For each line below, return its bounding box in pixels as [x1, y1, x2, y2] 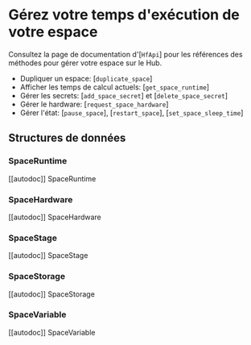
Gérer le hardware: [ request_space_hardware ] [19, 99, 169, 109]
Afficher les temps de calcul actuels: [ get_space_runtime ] [19, 82, 210, 92]
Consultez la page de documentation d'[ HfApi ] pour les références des [8, 49, 243, 59]
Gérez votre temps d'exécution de [8, 6, 240, 24]
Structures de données [8, 131, 126, 145]
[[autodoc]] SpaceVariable [8, 327, 96, 337]
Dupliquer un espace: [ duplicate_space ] [19, 73, 153, 83]
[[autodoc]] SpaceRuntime [8, 173, 97, 183]
